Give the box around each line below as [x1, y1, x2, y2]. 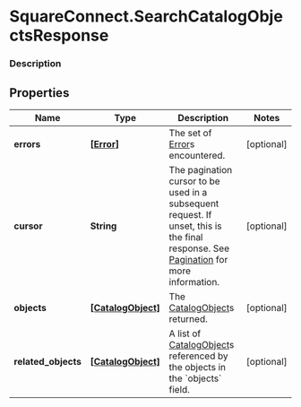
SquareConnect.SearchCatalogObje [9, 6, 284, 27]
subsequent [168, 197, 219, 210]
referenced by [168, 350, 228, 362]
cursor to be [168, 175, 221, 187]
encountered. [168, 149, 226, 161]
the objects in [168, 360, 227, 373]
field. [168, 383, 191, 395]
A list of [168, 327, 202, 340]
